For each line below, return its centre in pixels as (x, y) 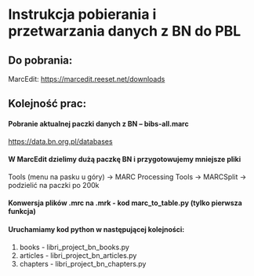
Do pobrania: (40, 60)
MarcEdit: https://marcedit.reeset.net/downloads (87, 79)
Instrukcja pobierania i (82, 15)
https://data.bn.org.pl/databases (60, 141)
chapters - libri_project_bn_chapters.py (83, 263)
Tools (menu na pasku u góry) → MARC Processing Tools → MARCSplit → (127, 177)
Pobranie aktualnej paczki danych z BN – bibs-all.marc (99, 123)
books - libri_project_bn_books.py (74, 247)
